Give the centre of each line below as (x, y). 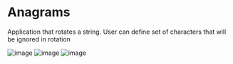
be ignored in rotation (39, 39)
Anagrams (39, 12)
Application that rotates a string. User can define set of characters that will (117, 32)
